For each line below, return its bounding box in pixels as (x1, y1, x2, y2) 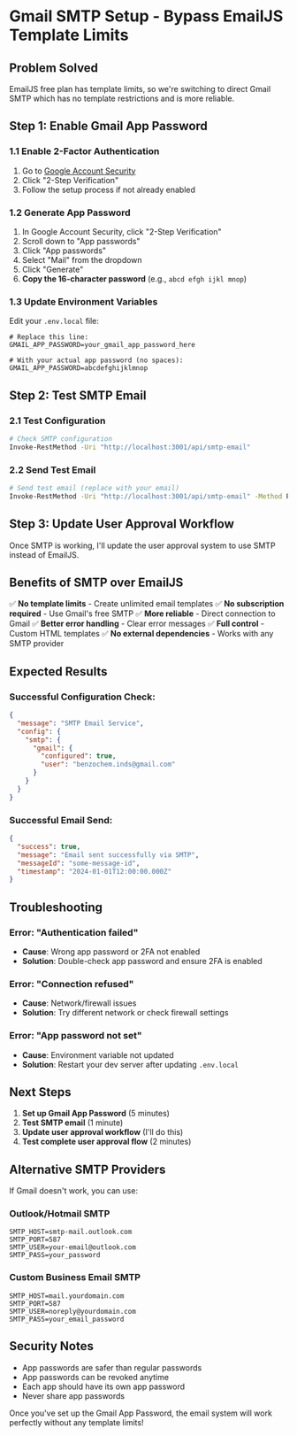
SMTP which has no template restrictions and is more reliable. (9, 93, 235, 104)
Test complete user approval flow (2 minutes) (21, 1136, 192, 1147)
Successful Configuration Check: (9, 691, 156, 703)
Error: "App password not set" (9, 1030, 142, 1042)
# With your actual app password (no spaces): (9, 356, 184, 365)
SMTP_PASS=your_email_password (9, 1315, 125, 1324)
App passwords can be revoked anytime (21, 1371, 170, 1382)
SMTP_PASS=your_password (9, 1251, 101, 1260)
